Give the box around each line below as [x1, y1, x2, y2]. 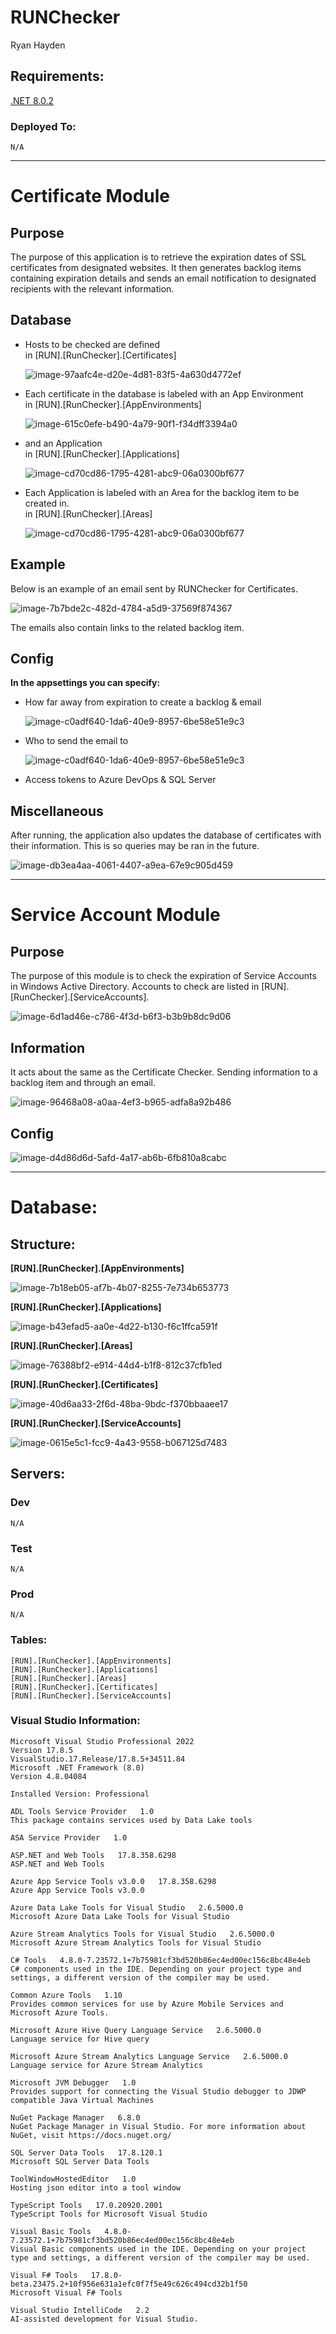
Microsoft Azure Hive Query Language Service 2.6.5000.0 [10, 2025, 262, 2035]
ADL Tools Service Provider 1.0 [10, 1806, 155, 1816]
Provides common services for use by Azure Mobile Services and [10, 1999, 284, 2009]
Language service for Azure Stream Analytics [10, 2060, 203, 2070]
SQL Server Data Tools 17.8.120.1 [10, 2147, 163, 2158]
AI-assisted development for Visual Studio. [10, 2314, 199, 2324]
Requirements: [10, 68, 105, 85]
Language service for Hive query [10, 2034, 150, 2044]
